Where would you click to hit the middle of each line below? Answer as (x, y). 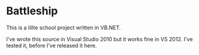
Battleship (32, 11)
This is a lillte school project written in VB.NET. (64, 27)
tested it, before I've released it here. (52, 45)
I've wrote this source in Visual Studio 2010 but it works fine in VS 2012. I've (99, 39)
